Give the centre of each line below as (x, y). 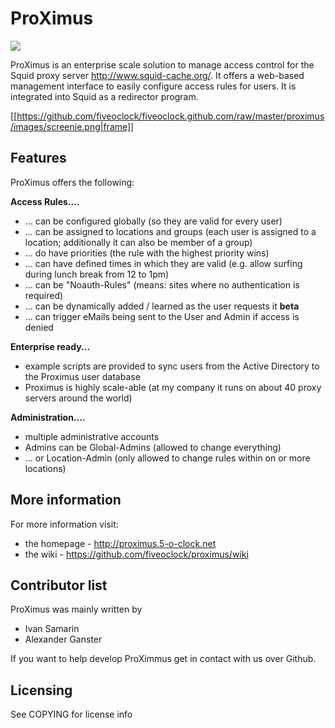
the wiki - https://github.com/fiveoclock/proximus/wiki (136, 554)
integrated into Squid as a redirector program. (104, 96)
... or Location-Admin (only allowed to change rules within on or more (167, 458)
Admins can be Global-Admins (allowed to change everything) (153, 447)
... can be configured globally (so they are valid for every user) (153, 221)
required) (44, 295)
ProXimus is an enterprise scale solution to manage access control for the (162, 64)
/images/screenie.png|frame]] (72, 126)
